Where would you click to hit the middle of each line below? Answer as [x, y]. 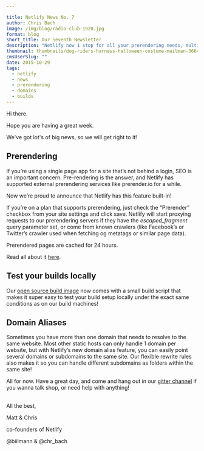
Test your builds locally [51, 276]
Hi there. [17, 114]
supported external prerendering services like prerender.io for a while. [94, 184]
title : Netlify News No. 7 [40, 17]
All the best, [21, 406]
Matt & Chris [22, 418]
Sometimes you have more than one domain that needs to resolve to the [96, 337]
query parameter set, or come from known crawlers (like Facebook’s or [95, 227]
